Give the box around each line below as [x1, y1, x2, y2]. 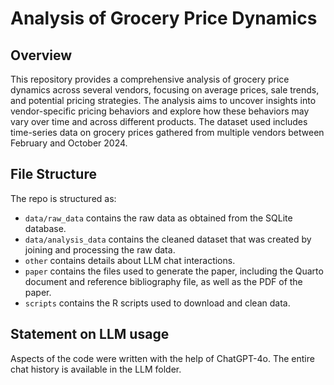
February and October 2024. [10, 137, 128, 149]
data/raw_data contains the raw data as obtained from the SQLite [24, 212, 293, 224]
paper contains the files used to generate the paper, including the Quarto [24, 265, 324, 277]
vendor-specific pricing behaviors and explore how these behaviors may [10, 105, 310, 117]
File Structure [10, 166, 97, 183]
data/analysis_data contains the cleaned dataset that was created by [24, 233, 312, 245]
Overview [10, 47, 73, 64]
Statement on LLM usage [10, 326, 170, 343]
